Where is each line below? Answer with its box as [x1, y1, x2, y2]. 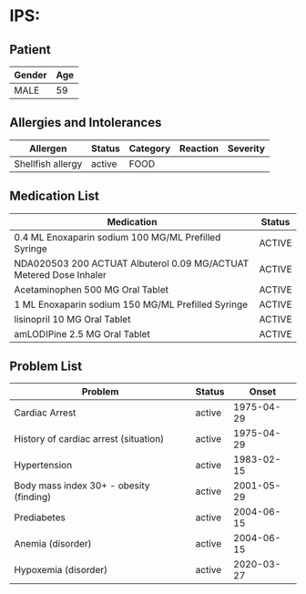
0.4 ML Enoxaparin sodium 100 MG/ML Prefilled [14, 230, 221, 243]
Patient [9, 42, 52, 57]
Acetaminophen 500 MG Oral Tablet [14, 283, 168, 296]
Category [128, 142, 171, 155]
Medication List [9, 189, 100, 204]
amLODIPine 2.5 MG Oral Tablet [14, 327, 150, 340]
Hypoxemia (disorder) [14, 564, 107, 577]
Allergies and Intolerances [9, 115, 162, 130]
